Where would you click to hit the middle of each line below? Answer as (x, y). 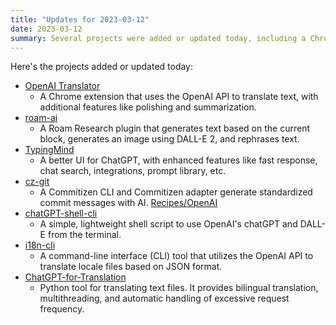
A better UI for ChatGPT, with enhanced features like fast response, (178, 160)
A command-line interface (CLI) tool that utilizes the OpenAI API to (176, 256)
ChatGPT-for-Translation (75, 277)
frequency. (62, 309)
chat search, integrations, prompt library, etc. (133, 171)
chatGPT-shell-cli (61, 213)
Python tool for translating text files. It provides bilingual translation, (179, 288)
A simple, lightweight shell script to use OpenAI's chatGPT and (168, 224)
